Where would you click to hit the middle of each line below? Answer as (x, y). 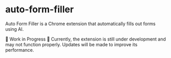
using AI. (15, 29)
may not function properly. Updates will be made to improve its (71, 44)
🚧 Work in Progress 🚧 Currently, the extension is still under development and (86, 39)
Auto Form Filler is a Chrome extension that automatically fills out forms (80, 24)
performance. (20, 50)
